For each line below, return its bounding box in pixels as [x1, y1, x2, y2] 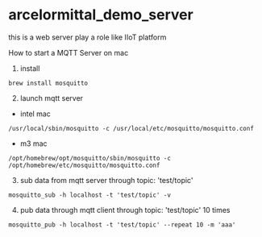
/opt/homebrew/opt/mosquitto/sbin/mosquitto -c [8, 154, 172, 162]
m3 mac [19, 139, 48, 148]
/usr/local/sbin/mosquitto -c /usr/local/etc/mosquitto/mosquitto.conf [8, 124, 254, 132]
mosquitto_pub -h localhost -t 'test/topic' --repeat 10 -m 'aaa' [8, 220, 236, 229]
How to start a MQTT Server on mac [8, 48, 129, 57]
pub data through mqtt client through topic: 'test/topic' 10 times [19, 205, 231, 214]
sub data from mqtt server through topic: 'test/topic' [19, 175, 193, 185]
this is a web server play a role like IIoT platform [8, 32, 167, 42]
